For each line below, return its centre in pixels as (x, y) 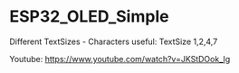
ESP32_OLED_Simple (89, 17)
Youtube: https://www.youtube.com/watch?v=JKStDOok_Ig (120, 59)
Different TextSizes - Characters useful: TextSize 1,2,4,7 (114, 41)
